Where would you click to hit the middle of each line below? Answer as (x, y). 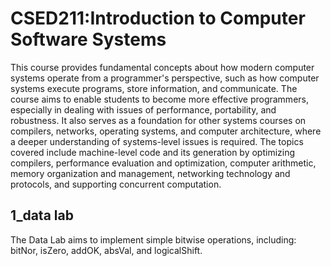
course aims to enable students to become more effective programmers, (159, 99)
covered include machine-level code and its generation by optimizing (153, 152)
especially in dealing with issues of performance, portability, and (143, 109)
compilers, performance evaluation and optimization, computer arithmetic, (163, 163)
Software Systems (88, 39)
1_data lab (42, 215)
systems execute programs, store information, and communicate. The (154, 88)
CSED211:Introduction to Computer (158, 18)
